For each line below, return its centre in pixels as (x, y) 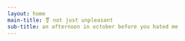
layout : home (26, 14)
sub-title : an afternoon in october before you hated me (93, 26)
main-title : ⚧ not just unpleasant (60, 20)
